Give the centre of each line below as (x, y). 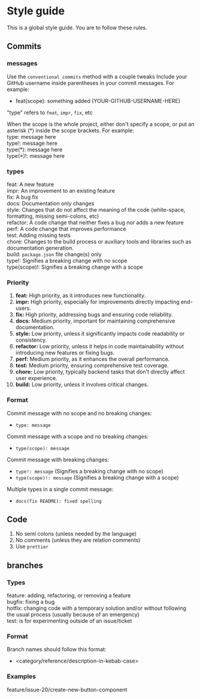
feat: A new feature (31, 184)
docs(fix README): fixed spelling (58, 501)
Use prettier (32, 546)
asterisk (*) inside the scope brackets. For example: (70, 130)
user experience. (36, 378)
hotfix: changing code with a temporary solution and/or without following (97, 608)
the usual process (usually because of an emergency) (73, 615)
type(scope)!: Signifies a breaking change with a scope (75, 267)
